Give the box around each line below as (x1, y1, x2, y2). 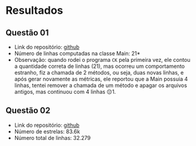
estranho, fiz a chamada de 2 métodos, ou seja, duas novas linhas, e (14, 69, 184, 76)
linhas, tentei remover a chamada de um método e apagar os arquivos (14, 82, 187, 89)
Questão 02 (5, 106, 50, 116)
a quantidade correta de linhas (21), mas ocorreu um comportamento (14, 62, 185, 70)
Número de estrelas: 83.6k (14, 127, 80, 135)
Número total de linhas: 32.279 (14, 134, 91, 141)
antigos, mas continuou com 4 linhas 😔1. (14, 88, 116, 95)
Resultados (5, 4, 64, 17)
